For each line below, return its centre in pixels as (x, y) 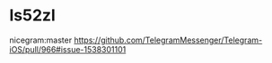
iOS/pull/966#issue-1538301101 (68, 49)
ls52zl (32, 16)
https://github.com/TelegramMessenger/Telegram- (168, 40)
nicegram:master (41, 40)
